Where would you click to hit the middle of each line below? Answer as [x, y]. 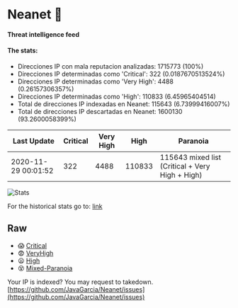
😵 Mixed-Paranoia [45, 268]
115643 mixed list [191, 157]
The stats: [23, 51]
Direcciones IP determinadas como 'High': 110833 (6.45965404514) [117, 96]
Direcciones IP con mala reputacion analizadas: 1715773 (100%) [110, 66]
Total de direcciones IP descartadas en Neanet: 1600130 [100, 111]
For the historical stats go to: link [55, 206]
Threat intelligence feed [44, 34]
